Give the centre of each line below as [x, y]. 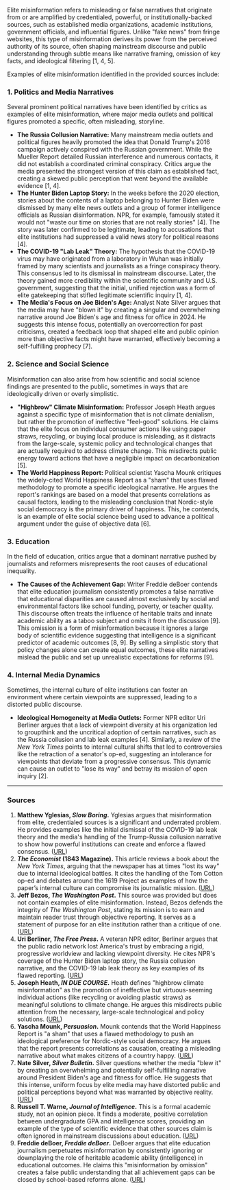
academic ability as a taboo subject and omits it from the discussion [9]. [118, 620]
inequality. [22, 571]
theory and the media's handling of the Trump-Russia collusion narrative [119, 837]
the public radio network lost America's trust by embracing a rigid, [110, 946]
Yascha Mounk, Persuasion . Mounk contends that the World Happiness [119, 1027]
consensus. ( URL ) [42, 852]
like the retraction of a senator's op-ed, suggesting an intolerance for [114, 754]
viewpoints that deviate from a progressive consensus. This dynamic [114, 762]
